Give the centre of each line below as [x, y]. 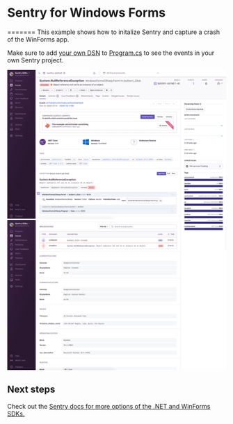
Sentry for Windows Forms [87, 13]
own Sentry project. [35, 60]
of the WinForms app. [38, 39]
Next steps [31, 390]
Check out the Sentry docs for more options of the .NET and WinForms [109, 406]
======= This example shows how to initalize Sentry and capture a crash [114, 32]
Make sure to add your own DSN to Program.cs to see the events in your [111, 53]
